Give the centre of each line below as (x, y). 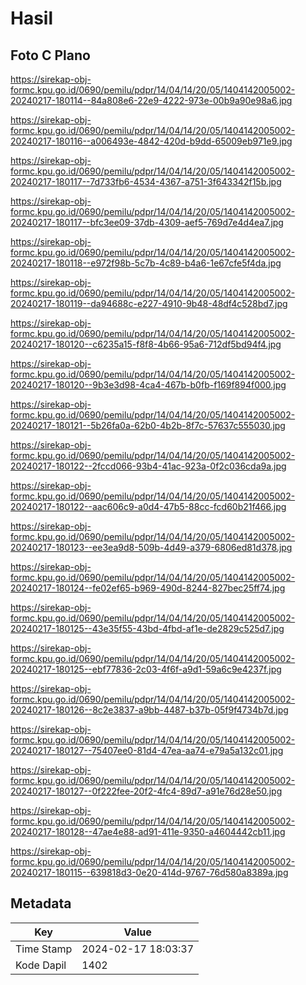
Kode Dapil (41, 965)
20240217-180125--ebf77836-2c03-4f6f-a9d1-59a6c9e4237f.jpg (146, 669)
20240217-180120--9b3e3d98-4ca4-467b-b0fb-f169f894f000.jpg (148, 385)
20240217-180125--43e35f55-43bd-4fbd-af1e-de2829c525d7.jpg (147, 628)
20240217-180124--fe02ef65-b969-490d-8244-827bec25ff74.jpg (148, 588)
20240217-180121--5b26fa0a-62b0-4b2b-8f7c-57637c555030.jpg (148, 425)
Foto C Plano (50, 55)
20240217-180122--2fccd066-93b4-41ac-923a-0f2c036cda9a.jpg (148, 466)
